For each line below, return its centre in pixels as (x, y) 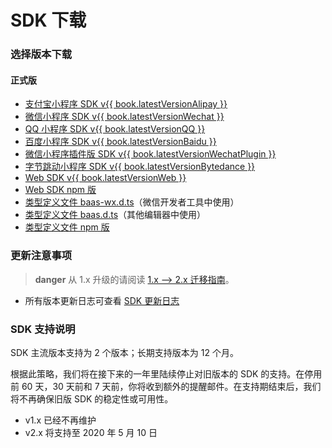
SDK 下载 (48, 20)
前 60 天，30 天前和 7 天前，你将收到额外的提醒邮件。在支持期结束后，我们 (166, 386)
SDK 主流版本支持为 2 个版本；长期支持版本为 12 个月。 (124, 352)
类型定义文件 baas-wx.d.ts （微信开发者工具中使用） (132, 202)
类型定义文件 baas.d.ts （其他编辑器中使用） (115, 215)
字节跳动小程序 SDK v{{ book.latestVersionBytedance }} (140, 167)
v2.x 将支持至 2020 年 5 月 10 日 (91, 432)
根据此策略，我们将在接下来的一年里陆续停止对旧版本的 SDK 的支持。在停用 (166, 373)
